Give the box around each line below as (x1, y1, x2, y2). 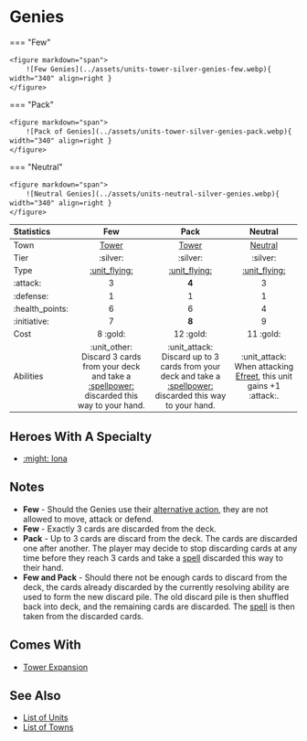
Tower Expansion (22, 661, 89, 672)
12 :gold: (173, 328, 207, 339)
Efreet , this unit (235, 370, 292, 381)
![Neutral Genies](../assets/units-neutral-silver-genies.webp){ (26, 189, 281, 199)
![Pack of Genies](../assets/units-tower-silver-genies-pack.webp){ (26, 126, 292, 136)
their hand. (22, 562, 64, 573)
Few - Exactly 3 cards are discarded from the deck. (22, 523, 217, 534)
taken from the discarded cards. (22, 610, 144, 621)
